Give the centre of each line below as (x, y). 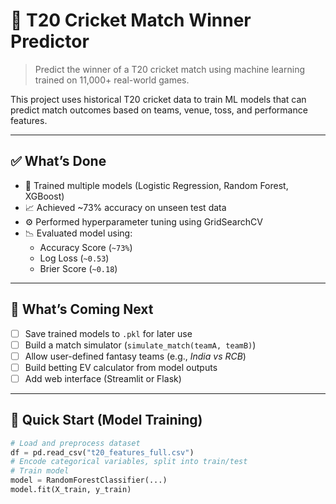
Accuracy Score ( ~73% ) (86, 247)
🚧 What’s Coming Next (82, 309)
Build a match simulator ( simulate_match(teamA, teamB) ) (140, 345)
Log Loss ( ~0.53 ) (74, 258)
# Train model (40, 471)
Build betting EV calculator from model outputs (121, 367)
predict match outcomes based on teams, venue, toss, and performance (159, 110)
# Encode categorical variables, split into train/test (129, 462)
